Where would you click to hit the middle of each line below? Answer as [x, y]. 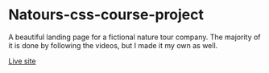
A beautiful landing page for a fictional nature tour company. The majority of [134, 37]
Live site [22, 61]
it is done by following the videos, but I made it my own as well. [113, 45]
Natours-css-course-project [106, 15]
